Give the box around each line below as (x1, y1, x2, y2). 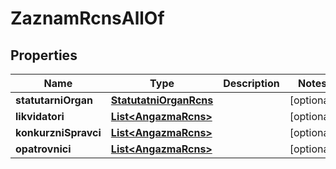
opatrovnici (15, 142, 72, 156)
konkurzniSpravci (15, 126, 102, 139)
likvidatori (15, 110, 65, 123)
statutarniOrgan (15, 93, 93, 107)
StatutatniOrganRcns (110, 93, 214, 107)
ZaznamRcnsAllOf (10, 7, 165, 30)
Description (223, 77, 280, 90)
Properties (10, 47, 78, 64)
